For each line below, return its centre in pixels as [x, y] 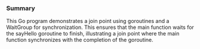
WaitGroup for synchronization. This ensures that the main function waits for [100, 27]
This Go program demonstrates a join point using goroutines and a [88, 21]
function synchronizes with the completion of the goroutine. [80, 40]
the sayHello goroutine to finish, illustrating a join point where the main [93, 34]
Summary [21, 8]
